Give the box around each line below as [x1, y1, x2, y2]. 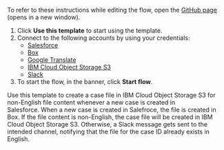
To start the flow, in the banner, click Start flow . [17, 78, 153, 85]
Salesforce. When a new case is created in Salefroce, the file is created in [7, 106, 216, 114]
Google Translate [27, 56, 77, 64]
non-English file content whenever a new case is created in [7, 98, 176, 106]
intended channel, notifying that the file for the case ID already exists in [7, 127, 210, 136]
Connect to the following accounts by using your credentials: [17, 34, 190, 42]
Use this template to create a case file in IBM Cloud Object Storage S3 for [7, 91, 216, 99]
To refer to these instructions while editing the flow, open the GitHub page [7, 6, 217, 14]
